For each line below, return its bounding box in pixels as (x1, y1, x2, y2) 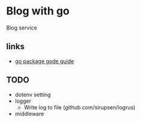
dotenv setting (14, 91, 51, 98)
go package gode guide (14, 57, 74, 64)
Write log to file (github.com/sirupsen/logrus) (23, 103, 136, 111)
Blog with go (6, 4, 70, 18)
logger (14, 97, 32, 105)
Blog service (6, 24, 37, 31)
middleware (14, 110, 44, 117)
